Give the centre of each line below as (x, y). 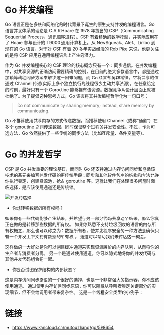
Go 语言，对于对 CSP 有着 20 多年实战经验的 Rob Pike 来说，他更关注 (89, 49)
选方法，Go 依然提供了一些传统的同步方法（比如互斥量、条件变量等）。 (76, 133)
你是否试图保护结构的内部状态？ (44, 269)
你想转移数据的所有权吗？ (38, 208)
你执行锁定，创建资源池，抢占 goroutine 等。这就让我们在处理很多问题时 (78, 181)
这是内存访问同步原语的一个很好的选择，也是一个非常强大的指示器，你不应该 (82, 280)
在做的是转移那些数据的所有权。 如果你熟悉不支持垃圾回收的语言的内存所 (82, 224)
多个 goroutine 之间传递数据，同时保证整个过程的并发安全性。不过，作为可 (80, 127)
